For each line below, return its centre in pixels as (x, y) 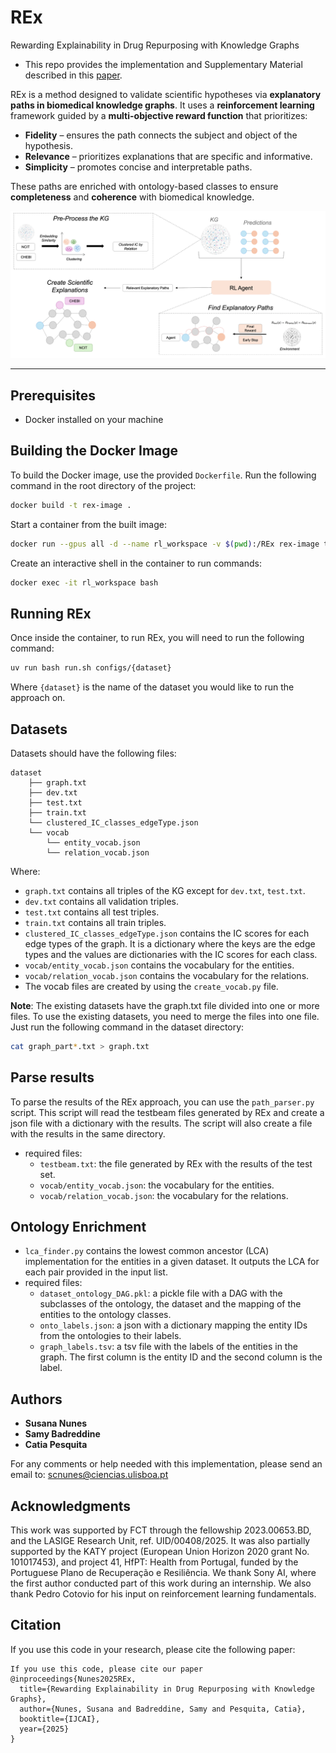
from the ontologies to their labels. (110, 1336)
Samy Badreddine (62, 1434)
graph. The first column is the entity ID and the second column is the (181, 1357)
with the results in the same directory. (88, 1133)
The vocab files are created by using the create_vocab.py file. (151, 986)
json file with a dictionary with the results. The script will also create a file (161, 1123)
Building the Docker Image (94, 451)
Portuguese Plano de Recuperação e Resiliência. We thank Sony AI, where (163, 1573)
